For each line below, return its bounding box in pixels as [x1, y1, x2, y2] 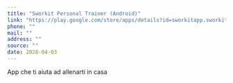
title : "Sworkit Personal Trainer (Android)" [7, 10, 141, 17]
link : [7, 17, 23, 24]
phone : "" [7, 23, 36, 30]
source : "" [7, 42, 39, 49]
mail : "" [7, 29, 33, 37]
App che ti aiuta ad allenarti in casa [7, 67, 107, 76]
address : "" [7, 36, 42, 43]
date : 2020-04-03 [7, 49, 58, 56]
